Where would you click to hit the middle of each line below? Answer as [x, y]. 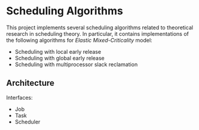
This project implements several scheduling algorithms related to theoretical [99, 27]
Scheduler [27, 122]
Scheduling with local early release [58, 51]
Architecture [30, 83]
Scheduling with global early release [59, 58]
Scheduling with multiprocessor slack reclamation [76, 64]
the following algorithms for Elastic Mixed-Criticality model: [79, 40]
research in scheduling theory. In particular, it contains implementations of [98, 33]
